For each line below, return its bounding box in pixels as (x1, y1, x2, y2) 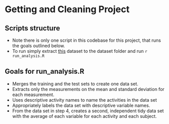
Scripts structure (5, 24, 60, 33)
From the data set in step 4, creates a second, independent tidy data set (12, 108, 164, 114)
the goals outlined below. (12, 43, 65, 49)
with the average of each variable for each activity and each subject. (12, 113, 157, 119)
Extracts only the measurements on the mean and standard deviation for (12, 86, 164, 92)
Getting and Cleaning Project (5, 4, 130, 15)
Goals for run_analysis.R (5, 67, 85, 76)
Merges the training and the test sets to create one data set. (12, 80, 138, 87)
